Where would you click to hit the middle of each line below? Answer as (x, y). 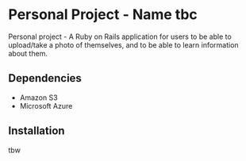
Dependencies (45, 78)
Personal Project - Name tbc (103, 15)
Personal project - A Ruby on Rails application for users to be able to (120, 36)
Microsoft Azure (46, 105)
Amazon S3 (38, 98)
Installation (37, 131)
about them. (28, 53)
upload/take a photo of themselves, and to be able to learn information (124, 44)
